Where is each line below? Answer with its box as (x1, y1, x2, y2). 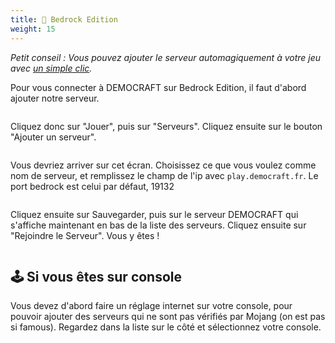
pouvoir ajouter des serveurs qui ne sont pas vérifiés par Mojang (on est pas (10, 311, 326, 323)
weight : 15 (10, 24, 56, 34)
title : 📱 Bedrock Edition (10, 14, 118, 25)
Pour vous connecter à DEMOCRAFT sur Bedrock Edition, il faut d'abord (10, 81, 307, 93)
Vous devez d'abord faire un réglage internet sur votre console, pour (10, 300, 293, 312)
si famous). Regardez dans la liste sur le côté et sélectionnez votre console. (10, 321, 322, 333)
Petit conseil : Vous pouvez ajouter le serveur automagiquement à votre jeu (10, 51, 322, 63)
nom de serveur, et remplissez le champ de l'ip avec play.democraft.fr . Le (10, 169, 319, 181)
